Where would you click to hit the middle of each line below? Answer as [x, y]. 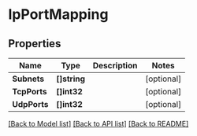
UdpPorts [30, 104]
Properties [35, 44]
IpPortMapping [58, 15]
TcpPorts [30, 92]
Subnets [28, 79]
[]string [71, 79]
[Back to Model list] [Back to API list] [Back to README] [98, 124]
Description [115, 66]
